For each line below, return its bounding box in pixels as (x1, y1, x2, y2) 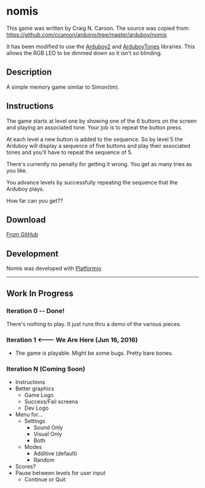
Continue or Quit (24, 476, 66, 483)
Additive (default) (33, 450, 77, 457)
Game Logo (24, 391, 54, 399)
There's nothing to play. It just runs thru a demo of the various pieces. (6, 320, 182, 327)
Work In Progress (6, 288, 74, 299)
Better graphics (15, 385, 54, 392)
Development (6, 249, 59, 259)
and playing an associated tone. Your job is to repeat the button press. (6, 123, 183, 131)
